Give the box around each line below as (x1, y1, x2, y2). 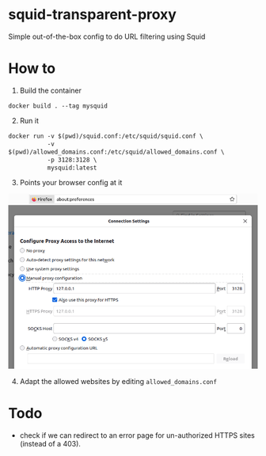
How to (8, 59, 56, 78)
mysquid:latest (47, 164, 97, 172)
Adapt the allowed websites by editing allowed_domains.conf (19, 377, 218, 386)
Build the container (19, 85, 82, 95)
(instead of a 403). (19, 439, 82, 449)
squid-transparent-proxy (8, 6, 177, 24)
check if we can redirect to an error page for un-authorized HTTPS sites (19, 431, 256, 440)
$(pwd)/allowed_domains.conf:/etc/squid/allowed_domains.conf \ (8, 148, 225, 156)
